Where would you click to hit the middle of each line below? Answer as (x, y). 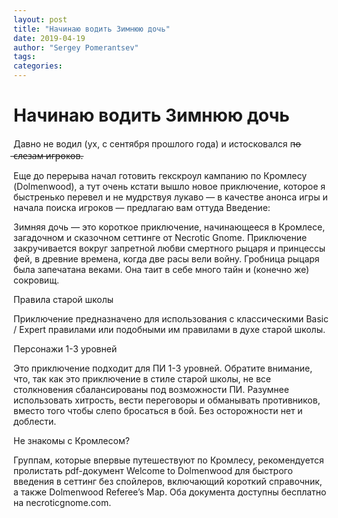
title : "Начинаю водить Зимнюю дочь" (92, 29)
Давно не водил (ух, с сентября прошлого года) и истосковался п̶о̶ (157, 143)
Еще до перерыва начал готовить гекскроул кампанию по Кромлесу (160, 175)
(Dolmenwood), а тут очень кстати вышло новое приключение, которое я (169, 186)
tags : (24, 57)
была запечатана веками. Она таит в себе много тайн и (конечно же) (161, 269)
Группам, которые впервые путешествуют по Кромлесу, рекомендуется (169, 460)
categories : (38, 66)
